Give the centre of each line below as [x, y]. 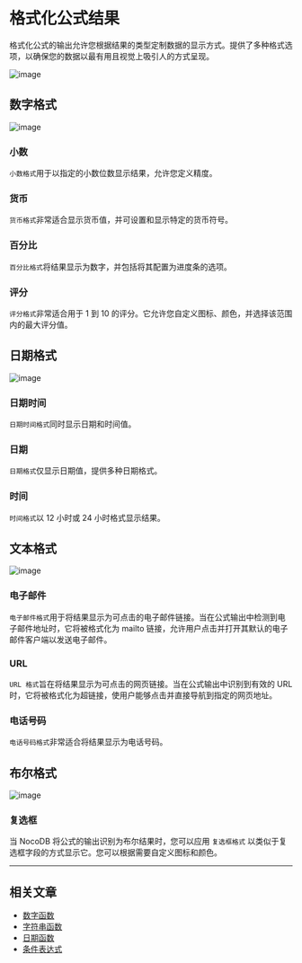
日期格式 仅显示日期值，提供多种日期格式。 [86, 471]
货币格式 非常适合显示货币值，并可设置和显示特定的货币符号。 [121, 220]
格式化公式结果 [65, 18]
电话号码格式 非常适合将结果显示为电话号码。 [89, 742]
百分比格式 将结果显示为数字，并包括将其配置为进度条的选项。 [120, 267]
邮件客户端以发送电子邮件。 [61, 640]
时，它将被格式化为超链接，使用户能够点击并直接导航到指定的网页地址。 [143, 695]
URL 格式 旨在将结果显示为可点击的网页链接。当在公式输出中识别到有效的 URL [151, 685]
